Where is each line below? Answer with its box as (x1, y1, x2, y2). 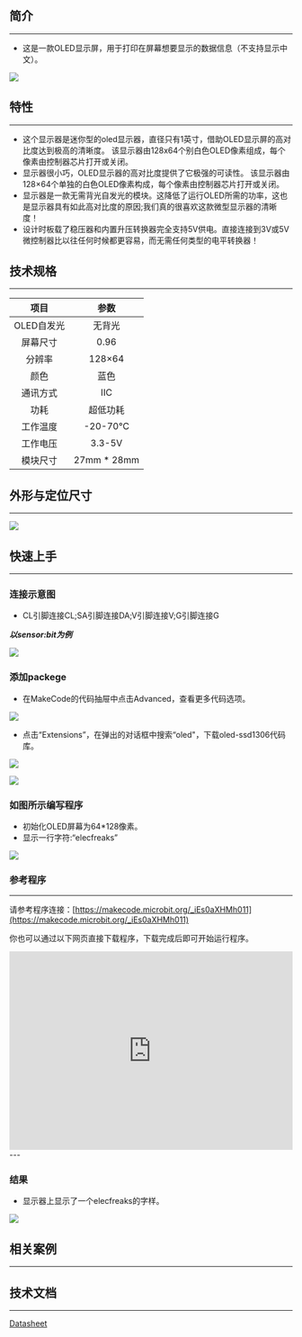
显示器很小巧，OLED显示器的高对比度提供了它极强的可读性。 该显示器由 (22, 167, 290, 178)
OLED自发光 (13, 319, 66, 332)
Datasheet (9, 1317, 48, 1329)
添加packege (9, 671, 67, 684)
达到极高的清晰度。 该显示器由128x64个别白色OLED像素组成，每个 (38, 145, 286, 156)
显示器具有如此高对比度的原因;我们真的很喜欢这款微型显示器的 (30, 201, 262, 211)
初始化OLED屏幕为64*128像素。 (22, 821, 143, 831)
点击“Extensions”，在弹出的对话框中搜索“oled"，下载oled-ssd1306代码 (22, 729, 286, 740)
